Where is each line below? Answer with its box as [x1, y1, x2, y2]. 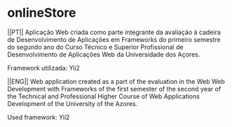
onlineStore [7, 5, 76, 21]
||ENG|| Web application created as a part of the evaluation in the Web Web [7, 77, 226, 85]
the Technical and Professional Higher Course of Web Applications [7, 92, 200, 100]
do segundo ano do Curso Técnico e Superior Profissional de [7, 43, 184, 51]
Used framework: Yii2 [7, 113, 70, 121]
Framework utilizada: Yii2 [7, 63, 81, 72]
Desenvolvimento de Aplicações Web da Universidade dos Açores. [7, 50, 200, 59]
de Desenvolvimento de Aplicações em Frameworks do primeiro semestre [7, 35, 221, 43]
